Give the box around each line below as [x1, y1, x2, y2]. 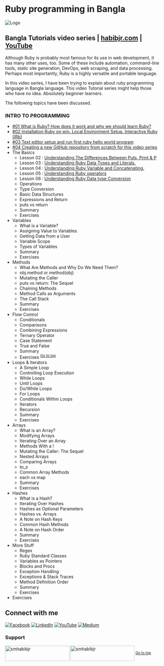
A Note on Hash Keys [19, 516, 63, 522]
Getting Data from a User [19, 233, 70, 239]
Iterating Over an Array [19, 438, 66, 444]
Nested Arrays [19, 454, 49, 459]
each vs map [19, 474, 46, 480]
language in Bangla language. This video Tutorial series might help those [5, 85, 152, 91]
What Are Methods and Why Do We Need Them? [19, 265, 118, 271]
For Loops [19, 391, 40, 396]
